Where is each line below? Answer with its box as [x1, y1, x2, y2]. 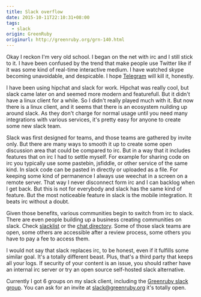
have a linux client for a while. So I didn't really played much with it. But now [6, 97, 194, 104]
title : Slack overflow [6, 8, 63, 15]
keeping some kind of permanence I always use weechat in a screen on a [6, 173, 188, 179]
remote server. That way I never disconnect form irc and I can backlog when [6, 179, 195, 186]
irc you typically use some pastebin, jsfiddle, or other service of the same [6, 160, 188, 167]
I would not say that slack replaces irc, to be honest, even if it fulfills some [6, 247, 189, 254]
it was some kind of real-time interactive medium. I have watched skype [6, 66, 184, 73]
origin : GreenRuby [6, 31, 52, 37]
